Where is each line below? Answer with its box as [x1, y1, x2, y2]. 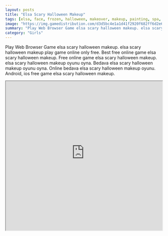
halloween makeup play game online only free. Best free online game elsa [5, 49, 156, 55]
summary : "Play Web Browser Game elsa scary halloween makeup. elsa [5, 26, 150, 31]
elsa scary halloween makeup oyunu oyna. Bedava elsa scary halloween [5, 60, 153, 66]
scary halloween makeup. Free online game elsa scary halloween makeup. [5, 55, 158, 60]
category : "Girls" [5, 30, 43, 35]
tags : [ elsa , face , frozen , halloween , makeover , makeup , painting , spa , [5, 16, 162, 21]
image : [5, 21, 19, 26]
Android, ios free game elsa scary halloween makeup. [5, 71, 115, 76]
